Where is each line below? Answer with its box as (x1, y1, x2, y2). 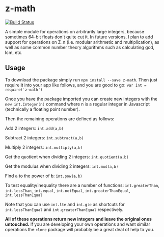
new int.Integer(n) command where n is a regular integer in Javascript (5, 101, 150, 107)
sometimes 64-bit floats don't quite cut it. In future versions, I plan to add (5, 34, 153, 40)
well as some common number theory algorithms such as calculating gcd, (5, 44, 155, 50)
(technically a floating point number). (5, 106, 80, 112)
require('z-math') (5, 87, 43, 92)
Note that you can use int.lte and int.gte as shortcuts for (5, 201, 125, 207)
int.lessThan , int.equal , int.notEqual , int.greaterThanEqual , (5, 187, 131, 193)
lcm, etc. (5, 50, 23, 55)
